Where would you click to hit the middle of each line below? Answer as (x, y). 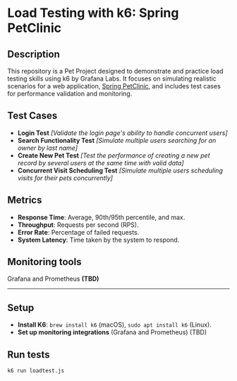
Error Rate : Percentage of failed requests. (78, 232)
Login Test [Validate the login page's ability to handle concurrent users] (122, 133)
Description (34, 54)
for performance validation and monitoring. (70, 94)
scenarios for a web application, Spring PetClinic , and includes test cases (114, 86)
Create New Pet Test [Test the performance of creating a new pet (114, 155)
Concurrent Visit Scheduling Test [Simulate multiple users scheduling (120, 170)
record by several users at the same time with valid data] (101, 163)
